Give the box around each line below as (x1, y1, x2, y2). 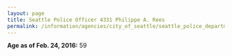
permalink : (7, 23, 39, 29)
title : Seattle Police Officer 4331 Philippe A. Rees (7, 16, 166, 23)
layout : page (7, 10, 45, 17)
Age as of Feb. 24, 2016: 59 (7, 42, 88, 50)
